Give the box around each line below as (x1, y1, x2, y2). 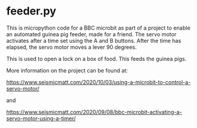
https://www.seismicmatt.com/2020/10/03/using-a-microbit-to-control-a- (6, 78, 191, 86)
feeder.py (6, 4, 56, 18)
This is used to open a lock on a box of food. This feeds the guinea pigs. (6, 55, 187, 62)
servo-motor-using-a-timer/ (6, 115, 76, 122)
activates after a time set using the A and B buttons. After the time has (6, 37, 182, 44)
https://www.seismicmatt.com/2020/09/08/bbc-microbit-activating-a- (6, 108, 182, 115)
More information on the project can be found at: (6, 66, 129, 74)
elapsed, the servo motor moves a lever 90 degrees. (6, 43, 137, 51)
